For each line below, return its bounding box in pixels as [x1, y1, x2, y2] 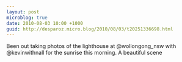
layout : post [6, 9, 40, 15]
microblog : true [6, 15, 48, 21]
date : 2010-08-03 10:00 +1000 [6, 20, 84, 26]
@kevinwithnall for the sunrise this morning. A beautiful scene [6, 49, 162, 57]
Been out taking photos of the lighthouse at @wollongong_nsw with [6, 43, 177, 50]
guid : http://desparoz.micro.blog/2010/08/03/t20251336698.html [6, 26, 173, 32]
